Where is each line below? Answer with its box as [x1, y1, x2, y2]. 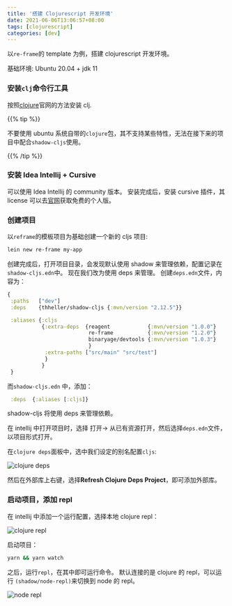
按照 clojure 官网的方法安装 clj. [7, 100, 92, 109]
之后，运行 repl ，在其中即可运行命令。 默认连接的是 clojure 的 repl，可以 [7, 568, 216, 576]
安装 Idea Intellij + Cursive [7, 170, 96, 180]
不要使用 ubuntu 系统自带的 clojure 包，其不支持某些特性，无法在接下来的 [7, 129, 218, 137]
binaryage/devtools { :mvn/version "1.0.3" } [88, 336, 217, 343]
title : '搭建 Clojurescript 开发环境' [7, 10, 114, 17]
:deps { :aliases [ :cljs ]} [10, 396, 89, 403]
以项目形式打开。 [7, 433, 56, 441]
